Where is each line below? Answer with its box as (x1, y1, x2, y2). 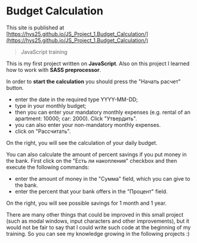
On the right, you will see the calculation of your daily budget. (6, 139, 158, 146)
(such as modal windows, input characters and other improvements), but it (6, 217, 190, 224)
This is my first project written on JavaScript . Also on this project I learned (6, 60, 190, 67)
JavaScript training (20, 48, 67, 55)
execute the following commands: (6, 163, 90, 171)
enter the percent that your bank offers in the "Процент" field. (14, 187, 168, 195)
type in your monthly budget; (14, 102, 87, 109)
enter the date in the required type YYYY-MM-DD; (14, 96, 138, 103)
